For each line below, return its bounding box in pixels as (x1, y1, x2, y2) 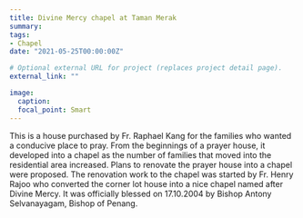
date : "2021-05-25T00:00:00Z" (9, 47, 125, 56)
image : (9, 88, 35, 97)
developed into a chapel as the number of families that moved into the (9, 149, 272, 160)
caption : (17, 96, 51, 105)
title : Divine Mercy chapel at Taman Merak (9, 13, 177, 23)
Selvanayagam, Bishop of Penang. (9, 197, 138, 209)
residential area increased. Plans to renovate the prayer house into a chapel (9, 159, 293, 170)
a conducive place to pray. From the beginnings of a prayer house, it (9, 140, 266, 151)
